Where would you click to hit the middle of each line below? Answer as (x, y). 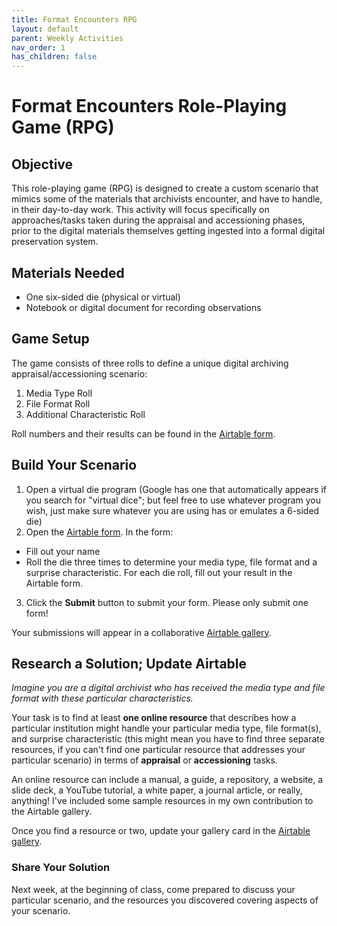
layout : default (45, 29)
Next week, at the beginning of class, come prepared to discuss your (153, 889)
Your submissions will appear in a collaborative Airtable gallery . (141, 632)
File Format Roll (58, 403)
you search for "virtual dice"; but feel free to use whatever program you (173, 500)
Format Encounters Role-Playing (149, 106)
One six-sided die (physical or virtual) (103, 297)
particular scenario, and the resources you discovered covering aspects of (165, 900)
